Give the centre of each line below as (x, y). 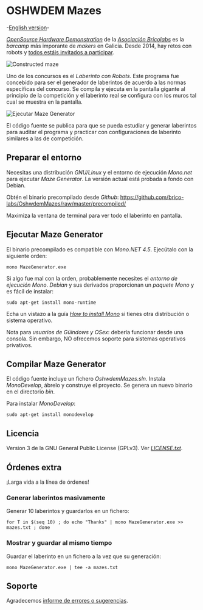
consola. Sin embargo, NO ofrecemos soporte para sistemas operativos (96, 339)
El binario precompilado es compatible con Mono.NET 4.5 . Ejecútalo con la (100, 249)
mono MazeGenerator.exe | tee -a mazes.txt (62, 567)
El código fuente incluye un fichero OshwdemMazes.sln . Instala (86, 379)
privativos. (19, 345)
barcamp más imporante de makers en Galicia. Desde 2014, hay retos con (99, 46)
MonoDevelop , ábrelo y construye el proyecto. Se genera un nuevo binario (99, 386)
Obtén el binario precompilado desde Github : (63, 197)
